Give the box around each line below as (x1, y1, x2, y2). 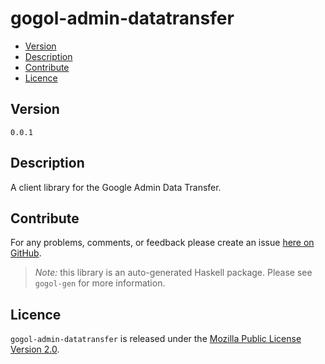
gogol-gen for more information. (34, 277, 166, 289)
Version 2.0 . (10, 343, 60, 356)
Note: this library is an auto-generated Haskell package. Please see (34, 267, 313, 279)
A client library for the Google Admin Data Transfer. (10, 181, 222, 193)
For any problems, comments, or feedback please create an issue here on (10, 237, 315, 249)
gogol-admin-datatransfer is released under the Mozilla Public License (10, 333, 302, 345)
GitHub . (10, 247, 42, 259)
